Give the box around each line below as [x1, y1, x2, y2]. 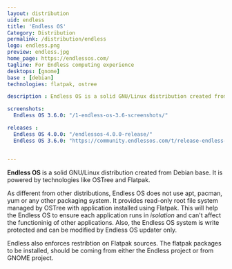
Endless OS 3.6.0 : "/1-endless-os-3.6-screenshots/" [13, 112, 168, 119]
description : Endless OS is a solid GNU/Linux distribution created [7, 93, 212, 100]
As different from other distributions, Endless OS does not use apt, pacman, [7, 189, 223, 197]
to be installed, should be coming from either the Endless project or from [7, 246, 214, 255]
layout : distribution [7, 10, 70, 17]
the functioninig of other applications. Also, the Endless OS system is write [7, 218, 220, 226]
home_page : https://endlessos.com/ [7, 55, 110, 62]
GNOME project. [7, 253, 54, 262]
